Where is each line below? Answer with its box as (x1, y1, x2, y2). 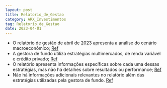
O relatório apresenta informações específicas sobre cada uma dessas (12, 61, 159, 67)
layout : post (5, 7, 33, 13)
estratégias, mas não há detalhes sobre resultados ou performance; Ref (12, 66, 162, 73)
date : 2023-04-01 (5, 26, 42, 31)
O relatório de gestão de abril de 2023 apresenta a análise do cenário (12, 40, 157, 46)
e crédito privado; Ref (12, 56, 58, 62)
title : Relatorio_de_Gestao (5, 12, 64, 17)
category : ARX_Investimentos (5, 17, 66, 22)
